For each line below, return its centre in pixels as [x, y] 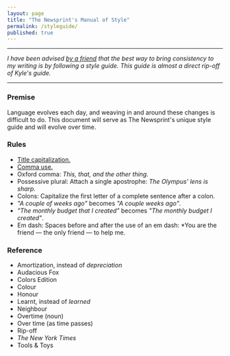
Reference [25, 250]
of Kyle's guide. [29, 73]
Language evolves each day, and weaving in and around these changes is [111, 112]
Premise [21, 97]
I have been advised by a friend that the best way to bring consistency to [111, 58]
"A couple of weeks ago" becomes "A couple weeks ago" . [99, 203]
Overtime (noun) [40, 316]
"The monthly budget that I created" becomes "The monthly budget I [114, 211]
